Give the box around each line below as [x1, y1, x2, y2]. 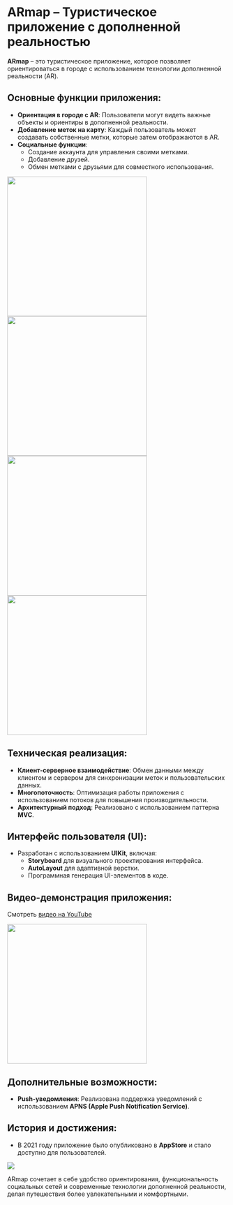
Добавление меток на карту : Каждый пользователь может [17, 125, 197, 133]
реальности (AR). [7, 71, 59, 80]
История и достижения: [7, 1122, 117, 1134]
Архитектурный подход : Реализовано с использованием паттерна [17, 803, 220, 811]
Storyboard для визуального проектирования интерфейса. [27, 857, 204, 865]
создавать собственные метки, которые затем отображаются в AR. [17, 133, 220, 141]
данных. [17, 781, 42, 789]
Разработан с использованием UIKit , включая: [17, 849, 157, 857]
